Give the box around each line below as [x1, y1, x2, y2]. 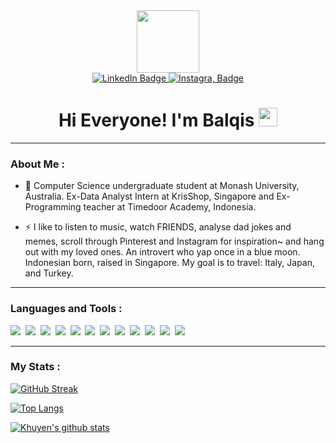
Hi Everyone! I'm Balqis [58, 109, 255, 132]
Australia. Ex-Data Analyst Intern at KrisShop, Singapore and [24, 190, 275, 203]
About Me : [10, 157, 65, 171]
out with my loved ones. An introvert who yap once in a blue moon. [24, 246, 301, 258]
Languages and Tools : [10, 302, 123, 316]
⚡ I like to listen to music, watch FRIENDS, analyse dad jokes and [24, 221, 292, 233]
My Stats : [10, 360, 61, 374]
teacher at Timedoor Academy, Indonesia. [83, 201, 257, 213]
